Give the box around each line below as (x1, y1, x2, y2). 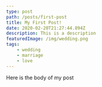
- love (17, 58, 33, 63)
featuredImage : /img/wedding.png (6, 36, 88, 42)
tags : (6, 42, 19, 48)
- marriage (17, 52, 44, 58)
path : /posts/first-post (6, 14, 67, 20)
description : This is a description (6, 31, 96, 36)
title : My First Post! (6, 19, 62, 25)
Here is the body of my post (6, 74, 74, 81)
